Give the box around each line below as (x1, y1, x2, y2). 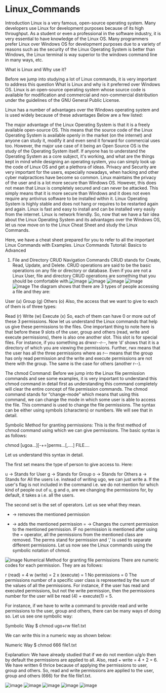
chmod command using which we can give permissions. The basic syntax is (5, 427, 160, 433)
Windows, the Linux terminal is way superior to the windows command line (5, 51, 158, 58)
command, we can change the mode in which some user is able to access (5, 396, 156, 403)
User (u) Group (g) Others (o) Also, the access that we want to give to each (5, 298, 158, 304)
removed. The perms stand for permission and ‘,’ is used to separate (12, 537, 152, 543)
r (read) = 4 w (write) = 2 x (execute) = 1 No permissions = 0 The (5, 572, 137, 578)
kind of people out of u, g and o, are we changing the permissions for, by (5, 486, 154, 492)
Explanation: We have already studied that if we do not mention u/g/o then (5, 651, 156, 657)
